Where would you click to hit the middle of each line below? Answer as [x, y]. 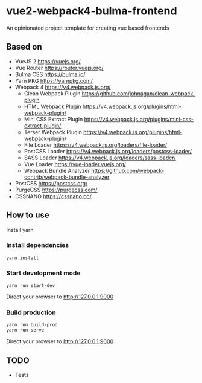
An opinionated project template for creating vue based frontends [88, 28]
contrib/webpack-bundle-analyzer [67, 177]
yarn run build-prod [32, 325]
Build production [31, 312]
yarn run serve [25, 330]
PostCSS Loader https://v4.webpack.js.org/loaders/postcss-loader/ [108, 151]
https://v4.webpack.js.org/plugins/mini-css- [139, 119]
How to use [28, 215]
